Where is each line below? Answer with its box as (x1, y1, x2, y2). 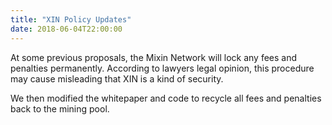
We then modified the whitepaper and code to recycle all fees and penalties (10, 92, 322, 104)
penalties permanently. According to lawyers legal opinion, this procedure (10, 62, 315, 74)
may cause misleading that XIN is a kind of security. (10, 72, 224, 85)
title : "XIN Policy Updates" (10, 14, 132, 25)
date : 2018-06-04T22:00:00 (10, 24, 123, 34)
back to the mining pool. (10, 102, 110, 115)
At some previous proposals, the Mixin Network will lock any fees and (10, 51, 298, 63)
